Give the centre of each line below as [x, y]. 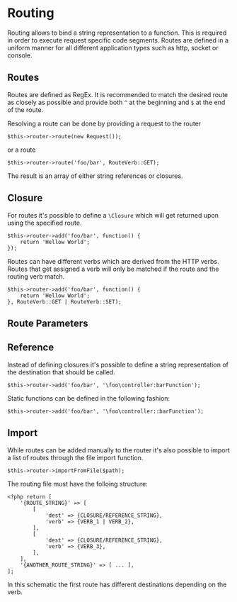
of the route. [25, 110]
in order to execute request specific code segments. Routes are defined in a [118, 40]
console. [20, 55]
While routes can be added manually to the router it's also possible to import [118, 450]
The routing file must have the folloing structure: [78, 484]
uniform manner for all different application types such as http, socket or [113, 48]
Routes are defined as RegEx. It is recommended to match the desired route [118, 94]
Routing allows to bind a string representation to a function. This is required [117, 33]
